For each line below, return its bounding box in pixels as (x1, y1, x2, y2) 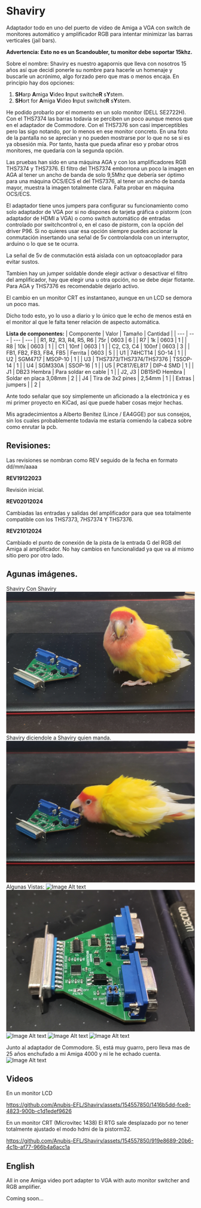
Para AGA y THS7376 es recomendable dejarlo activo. (6, 282, 139, 289)
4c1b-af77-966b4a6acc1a (6, 1143, 71, 1151)
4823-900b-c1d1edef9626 (6, 1107, 72, 1115)
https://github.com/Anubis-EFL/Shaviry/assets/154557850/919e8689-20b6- (6, 1137, 194, 1144)
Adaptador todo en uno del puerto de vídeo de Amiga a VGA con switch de (6, 24, 190, 31)
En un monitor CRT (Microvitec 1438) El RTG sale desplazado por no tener (6, 1119, 188, 1127)
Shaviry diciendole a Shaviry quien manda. (6, 734, 112, 741)
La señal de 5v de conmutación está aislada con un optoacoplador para (6, 252, 183, 259)
